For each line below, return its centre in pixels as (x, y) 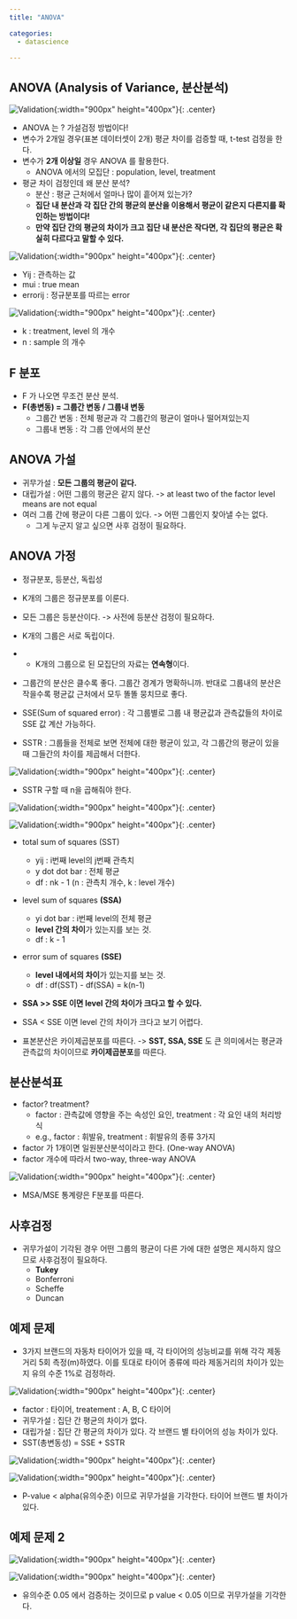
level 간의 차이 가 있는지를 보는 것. (93, 929)
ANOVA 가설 (43, 460)
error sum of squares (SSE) (72, 956)
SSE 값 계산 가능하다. (59, 723)
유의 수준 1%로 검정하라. (73, 1373)
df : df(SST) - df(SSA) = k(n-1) (90, 984)
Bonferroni (54, 1279)
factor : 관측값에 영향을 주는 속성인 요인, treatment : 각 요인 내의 (147, 1115)
